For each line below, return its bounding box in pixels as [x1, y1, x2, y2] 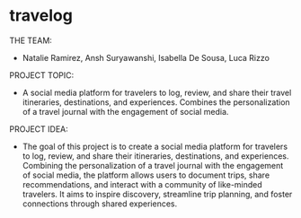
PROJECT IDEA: [9, 123, 69, 135]
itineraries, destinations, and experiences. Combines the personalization [22, 96, 290, 108]
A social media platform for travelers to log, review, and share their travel [22, 87, 292, 98]
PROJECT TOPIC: [9, 69, 75, 81]
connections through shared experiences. [22, 198, 178, 209]
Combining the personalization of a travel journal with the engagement [22, 160, 284, 170]
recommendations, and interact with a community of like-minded [22, 179, 262, 189]
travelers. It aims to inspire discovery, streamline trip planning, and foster [22, 188, 293, 199]
